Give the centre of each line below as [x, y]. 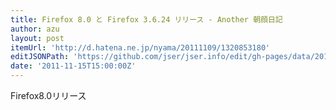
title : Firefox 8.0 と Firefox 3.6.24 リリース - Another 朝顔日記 [146, 19]
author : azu [35, 29]
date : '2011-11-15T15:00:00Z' [73, 66]
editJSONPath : [40, 57]
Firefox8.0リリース [48, 95]
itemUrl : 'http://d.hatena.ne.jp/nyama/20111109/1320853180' [140, 47]
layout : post [37, 38]
